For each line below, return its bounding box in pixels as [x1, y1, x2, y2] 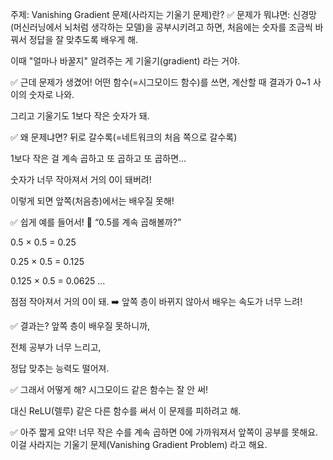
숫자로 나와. [28, 89, 75, 100]
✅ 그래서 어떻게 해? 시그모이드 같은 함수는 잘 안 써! [10, 384, 209, 395]
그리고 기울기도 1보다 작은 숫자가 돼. [10, 110, 150, 122]
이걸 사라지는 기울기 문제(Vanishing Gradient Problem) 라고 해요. [10, 439, 268, 450]
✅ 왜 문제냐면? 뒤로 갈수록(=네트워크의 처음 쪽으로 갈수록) [10, 131, 238, 143]
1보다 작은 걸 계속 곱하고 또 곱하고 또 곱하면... [10, 153, 187, 164]
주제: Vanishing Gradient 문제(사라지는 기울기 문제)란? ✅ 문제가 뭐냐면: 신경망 [10, 9, 317, 20]
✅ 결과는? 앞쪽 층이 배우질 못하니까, [10, 320, 151, 332]
